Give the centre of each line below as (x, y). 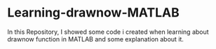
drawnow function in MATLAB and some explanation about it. (96, 39)
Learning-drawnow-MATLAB (94, 13)
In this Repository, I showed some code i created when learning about (108, 32)
